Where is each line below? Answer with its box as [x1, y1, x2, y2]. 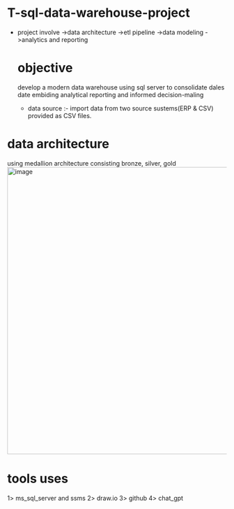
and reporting [48, 35, 88, 43]
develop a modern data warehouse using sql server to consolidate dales [17, 83, 225, 92]
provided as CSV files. [27, 111, 92, 120]
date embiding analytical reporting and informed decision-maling [17, 90, 204, 99]
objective [17, 60, 73, 76]
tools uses [7, 471, 68, 487]
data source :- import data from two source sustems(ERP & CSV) [27, 103, 214, 113]
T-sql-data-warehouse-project [7, 5, 190, 21]
